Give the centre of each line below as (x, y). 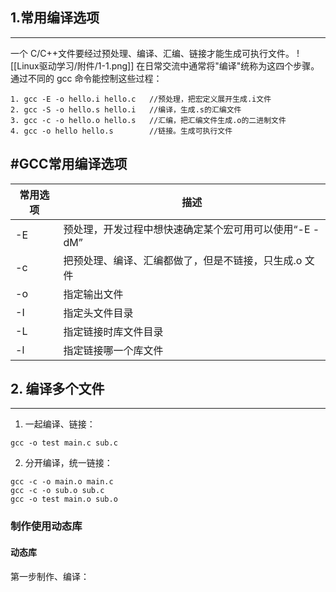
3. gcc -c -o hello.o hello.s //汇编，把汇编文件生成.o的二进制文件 (148, 120)
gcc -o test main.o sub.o (64, 499)
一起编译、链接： (60, 424)
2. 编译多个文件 (57, 389)
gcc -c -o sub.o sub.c (57, 491)
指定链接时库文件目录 (113, 331)
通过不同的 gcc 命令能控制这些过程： (86, 78)
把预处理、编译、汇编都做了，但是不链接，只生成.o (183, 260)
